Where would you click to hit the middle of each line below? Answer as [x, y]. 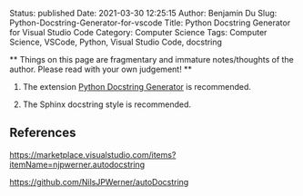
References [43, 133]
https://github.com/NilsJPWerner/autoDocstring [99, 181]
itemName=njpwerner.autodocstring [77, 164]
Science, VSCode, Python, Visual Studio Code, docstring [116, 42]
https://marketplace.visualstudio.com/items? [93, 154]
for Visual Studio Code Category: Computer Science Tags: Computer [138, 32]
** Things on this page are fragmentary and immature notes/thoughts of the [151, 59]
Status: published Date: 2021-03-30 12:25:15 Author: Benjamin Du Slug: [143, 13]
